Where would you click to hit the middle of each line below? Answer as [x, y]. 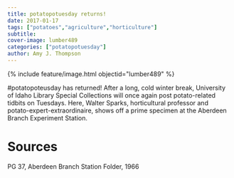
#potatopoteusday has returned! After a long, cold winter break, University [117, 88]
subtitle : [22, 34]
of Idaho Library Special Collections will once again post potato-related [111, 95]
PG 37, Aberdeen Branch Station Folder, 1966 [73, 166]
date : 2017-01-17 [33, 21]
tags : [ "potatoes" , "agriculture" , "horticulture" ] [83, 27]
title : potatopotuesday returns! [57, 14]
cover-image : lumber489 [43, 41]
